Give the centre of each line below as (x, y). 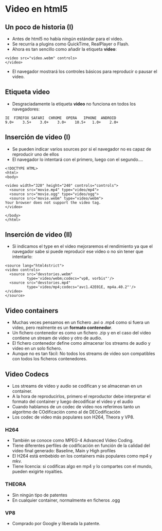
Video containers (32, 311)
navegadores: (26, 109)
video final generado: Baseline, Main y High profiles (64, 451)
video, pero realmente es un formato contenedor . (62, 328)
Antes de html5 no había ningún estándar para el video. (68, 39)
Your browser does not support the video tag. (53, 202)
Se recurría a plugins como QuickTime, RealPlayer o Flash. (71, 44)
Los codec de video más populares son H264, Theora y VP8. (73, 417)
